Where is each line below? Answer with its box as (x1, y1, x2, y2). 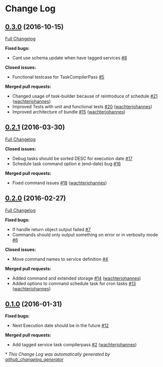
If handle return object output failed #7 (12, 226, 91, 232)
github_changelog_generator (5, 357, 64, 363)
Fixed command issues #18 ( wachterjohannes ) (12, 180, 107, 186)
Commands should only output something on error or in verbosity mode (12, 232, 159, 238)
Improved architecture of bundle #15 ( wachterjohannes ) (12, 109, 126, 115)
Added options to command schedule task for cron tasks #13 (12, 280, 136, 286)
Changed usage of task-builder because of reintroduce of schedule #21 (12, 93, 158, 99)
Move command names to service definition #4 (12, 256, 108, 262)
